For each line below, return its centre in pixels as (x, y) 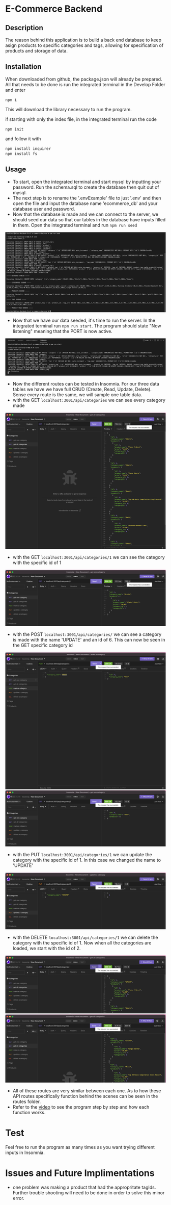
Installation (23, 67)
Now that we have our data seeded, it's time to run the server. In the (84, 321)
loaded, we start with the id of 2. (47, 948)
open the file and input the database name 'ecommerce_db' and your (85, 203)
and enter (15, 90)
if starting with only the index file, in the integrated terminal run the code (81, 119)
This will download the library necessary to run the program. (69, 109)
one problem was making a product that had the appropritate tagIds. (84, 1187)
